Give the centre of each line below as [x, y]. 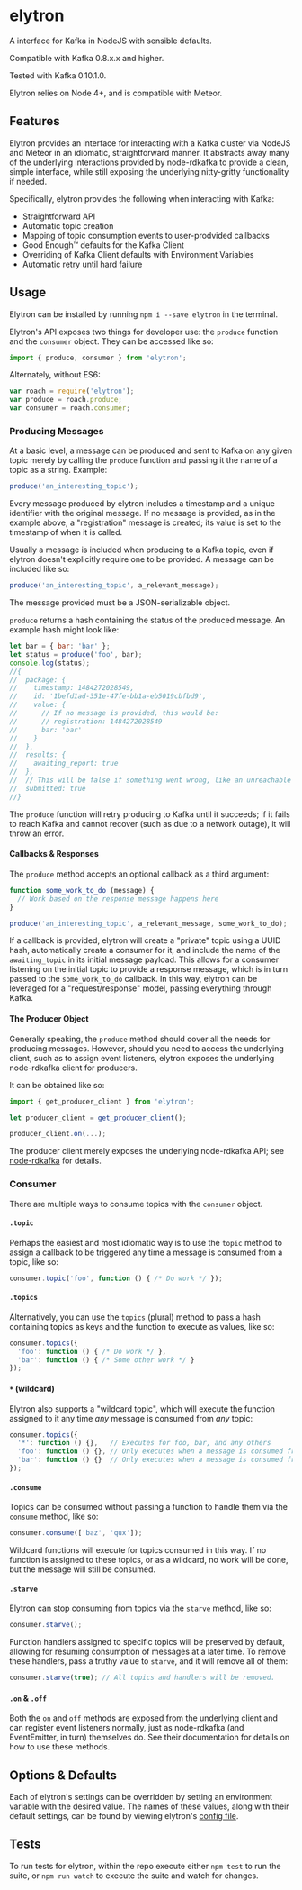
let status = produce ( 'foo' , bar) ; [76, 654]
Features [35, 121]
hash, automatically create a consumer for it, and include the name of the [145, 950]
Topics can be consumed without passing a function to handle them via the [148, 1507]
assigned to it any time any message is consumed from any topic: [131, 1418]
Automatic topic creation [68, 225]
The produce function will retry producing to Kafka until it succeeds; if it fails [150, 814]
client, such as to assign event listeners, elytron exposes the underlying [142, 1058]
